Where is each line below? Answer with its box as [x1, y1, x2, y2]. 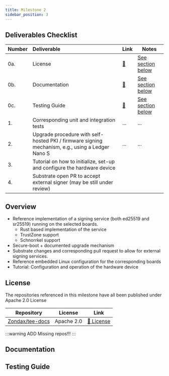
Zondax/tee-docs [8, 318, 50, 325]
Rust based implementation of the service [20, 226, 107, 232]
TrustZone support [20, 232, 59, 238]
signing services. [12, 253, 48, 260]
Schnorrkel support [20, 237, 60, 243]
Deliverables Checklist [5, 31, 77, 39]
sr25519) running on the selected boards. [12, 221, 99, 227]
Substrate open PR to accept [32, 172, 101, 179]
